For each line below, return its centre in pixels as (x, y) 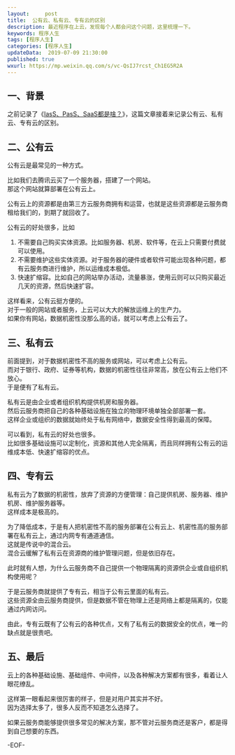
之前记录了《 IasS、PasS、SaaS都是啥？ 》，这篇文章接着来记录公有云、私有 (115, 114)
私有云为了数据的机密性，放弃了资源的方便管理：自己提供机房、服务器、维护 (117, 494)
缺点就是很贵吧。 (32, 632)
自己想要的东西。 (38, 731)
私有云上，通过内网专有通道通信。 (68, 535)
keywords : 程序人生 (34, 33)
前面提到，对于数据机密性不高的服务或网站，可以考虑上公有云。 (99, 361)
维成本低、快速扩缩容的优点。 (50, 452)
